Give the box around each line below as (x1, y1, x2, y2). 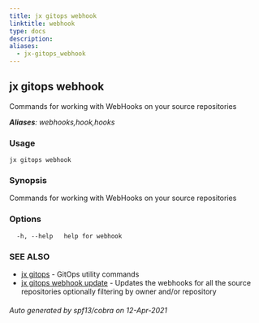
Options (9, 213, 41, 225)
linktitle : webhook (9, 20, 76, 28)
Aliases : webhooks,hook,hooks (9, 117, 115, 127)
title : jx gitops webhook (9, 11, 97, 20)
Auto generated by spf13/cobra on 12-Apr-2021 (9, 305, 168, 315)
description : (9, 34, 54, 43)
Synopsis (9, 175, 47, 186)
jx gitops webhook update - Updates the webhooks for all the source (20, 278, 251, 287)
